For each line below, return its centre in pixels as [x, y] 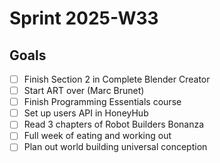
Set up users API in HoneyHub [86, 113]
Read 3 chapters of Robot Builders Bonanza [114, 124]
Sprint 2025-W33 [84, 18]
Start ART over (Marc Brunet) [84, 91]
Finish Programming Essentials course [102, 102]
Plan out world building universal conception [115, 147]
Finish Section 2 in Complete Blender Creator [117, 79]
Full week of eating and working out [97, 136]
